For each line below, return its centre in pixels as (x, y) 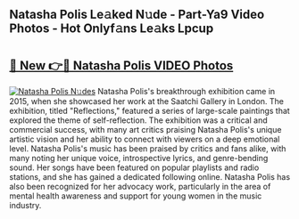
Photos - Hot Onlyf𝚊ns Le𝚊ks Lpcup (112, 29)
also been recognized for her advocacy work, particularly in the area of (140, 187)
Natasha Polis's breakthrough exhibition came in (187, 91)
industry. (25, 205)
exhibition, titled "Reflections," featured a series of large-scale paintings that (149, 111)
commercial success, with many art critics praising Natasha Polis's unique (145, 130)
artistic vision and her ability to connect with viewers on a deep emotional (145, 139)
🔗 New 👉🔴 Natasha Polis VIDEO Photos (121, 65)
